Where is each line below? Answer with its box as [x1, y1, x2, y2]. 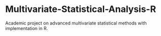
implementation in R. [5, 25, 48, 31]
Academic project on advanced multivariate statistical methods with [5, 20, 147, 26]
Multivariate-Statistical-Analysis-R [5, 3, 156, 15]
